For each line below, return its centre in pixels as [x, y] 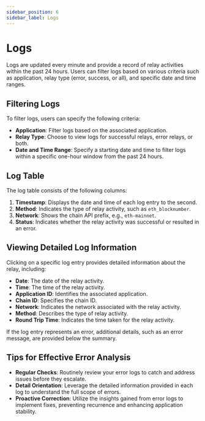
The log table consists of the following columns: [67, 191]
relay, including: [26, 269]
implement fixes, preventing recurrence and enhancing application [99, 404]
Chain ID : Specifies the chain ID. [56, 300]
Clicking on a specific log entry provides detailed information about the [96, 262]
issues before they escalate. [51, 379]
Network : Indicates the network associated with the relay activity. [98, 306]
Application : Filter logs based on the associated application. [91, 131]
